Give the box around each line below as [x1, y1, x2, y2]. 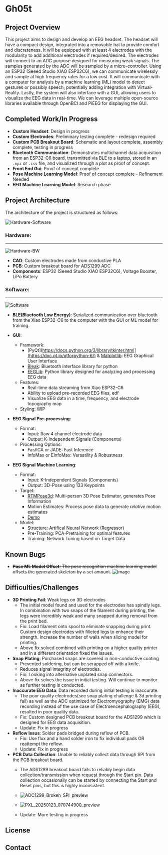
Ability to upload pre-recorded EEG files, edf [27, 390, 119, 396]
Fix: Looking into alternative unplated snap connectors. [19, 671, 133, 677]
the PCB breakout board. [12, 757, 63, 763]
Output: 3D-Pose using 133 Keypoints [27, 482, 105, 488]
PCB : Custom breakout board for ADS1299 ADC [12, 263, 111, 269]
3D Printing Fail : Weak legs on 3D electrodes [12, 596, 106, 602]
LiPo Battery [12, 273, 38, 279]
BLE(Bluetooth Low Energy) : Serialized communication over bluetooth [12, 312, 157, 318]
